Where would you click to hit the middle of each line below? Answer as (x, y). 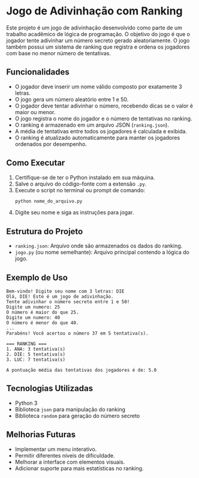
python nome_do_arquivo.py (49, 201)
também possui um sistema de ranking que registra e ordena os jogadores (98, 47)
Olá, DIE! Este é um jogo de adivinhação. (60, 297)
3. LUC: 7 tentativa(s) (36, 360)
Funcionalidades (38, 72)
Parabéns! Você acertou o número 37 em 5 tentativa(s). (77, 334)
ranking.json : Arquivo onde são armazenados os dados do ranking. (99, 246)
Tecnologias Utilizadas (50, 389)
